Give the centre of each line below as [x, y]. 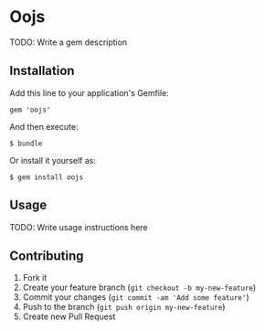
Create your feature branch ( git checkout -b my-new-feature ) [139, 288]
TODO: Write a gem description [69, 42]
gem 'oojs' [30, 110]
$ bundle [26, 144]
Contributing [47, 256]
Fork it [35, 278]
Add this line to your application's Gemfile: [89, 92]
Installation [42, 71]
